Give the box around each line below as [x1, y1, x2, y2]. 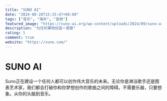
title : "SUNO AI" [5, 7, 41, 12]
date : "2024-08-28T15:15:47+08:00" [5, 12, 79, 17]
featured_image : [5, 21, 39, 26]
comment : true [5, 35, 35, 40]
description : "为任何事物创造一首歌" [5, 26, 76, 31]
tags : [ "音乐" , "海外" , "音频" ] [5, 16, 68, 21]
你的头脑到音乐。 [18, 91, 53, 97]
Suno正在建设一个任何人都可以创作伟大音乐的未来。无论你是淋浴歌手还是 [5, 78, 155, 84]
